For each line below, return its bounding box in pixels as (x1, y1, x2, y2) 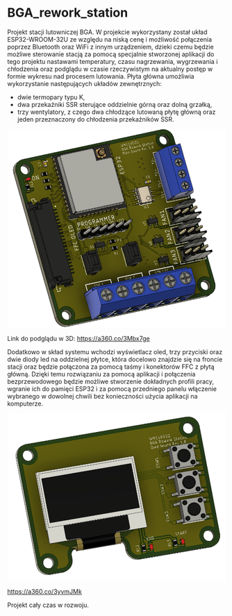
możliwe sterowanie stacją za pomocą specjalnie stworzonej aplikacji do (7, 50, 215, 58)
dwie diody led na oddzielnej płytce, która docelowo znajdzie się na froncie (7, 356, 223, 364)
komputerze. (7, 399, 44, 408)
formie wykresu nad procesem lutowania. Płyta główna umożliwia (7, 72, 194, 81)
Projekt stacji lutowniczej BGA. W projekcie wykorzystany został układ (7, 28, 208, 36)
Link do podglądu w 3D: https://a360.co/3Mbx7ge (7, 335, 151, 343)
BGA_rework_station (7, 5, 129, 21)
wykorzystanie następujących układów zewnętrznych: (7, 79, 162, 88)
